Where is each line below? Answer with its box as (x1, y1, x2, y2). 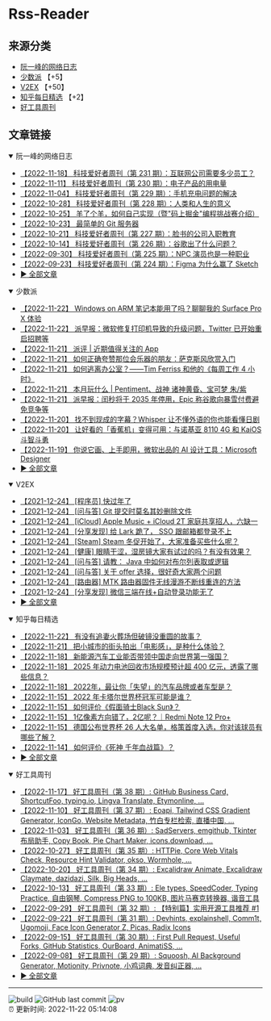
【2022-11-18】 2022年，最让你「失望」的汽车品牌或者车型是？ (19, 681, 232, 691)
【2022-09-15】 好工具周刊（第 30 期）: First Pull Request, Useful (19, 931, 240, 941)
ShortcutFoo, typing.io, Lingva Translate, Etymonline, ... (19, 796, 205, 806)
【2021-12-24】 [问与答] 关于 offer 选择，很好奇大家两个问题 (19, 567, 222, 576)
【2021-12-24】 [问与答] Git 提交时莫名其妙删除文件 (19, 506, 192, 516)
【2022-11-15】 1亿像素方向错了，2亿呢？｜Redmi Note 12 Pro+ (19, 712, 231, 722)
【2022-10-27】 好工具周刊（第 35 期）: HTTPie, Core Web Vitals (19, 845, 239, 856)
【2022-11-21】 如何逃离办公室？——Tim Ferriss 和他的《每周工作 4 (19, 364, 246, 374)
